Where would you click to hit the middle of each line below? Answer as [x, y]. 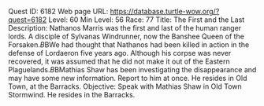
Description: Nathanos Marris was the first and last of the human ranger [125, 28]
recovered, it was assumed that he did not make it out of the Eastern [119, 61]
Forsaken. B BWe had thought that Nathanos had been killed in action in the [129, 45]
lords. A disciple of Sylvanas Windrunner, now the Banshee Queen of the [126, 36]
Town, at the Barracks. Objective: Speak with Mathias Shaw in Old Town [125, 86]
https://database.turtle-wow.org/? [165, 11]
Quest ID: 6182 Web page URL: [58, 11]
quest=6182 [28, 20]
